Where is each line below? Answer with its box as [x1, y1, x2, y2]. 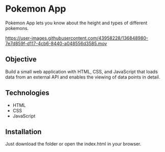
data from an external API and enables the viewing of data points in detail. [5, 74, 160, 80]
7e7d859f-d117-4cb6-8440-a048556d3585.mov [5, 40, 107, 46]
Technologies [5, 89, 50, 97]
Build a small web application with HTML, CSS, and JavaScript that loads [5, 68, 158, 74]
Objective [5, 55, 37, 64]
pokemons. [5, 25, 29, 31]
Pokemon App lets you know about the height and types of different [5, 20, 148, 26]
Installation [5, 127, 42, 136]
